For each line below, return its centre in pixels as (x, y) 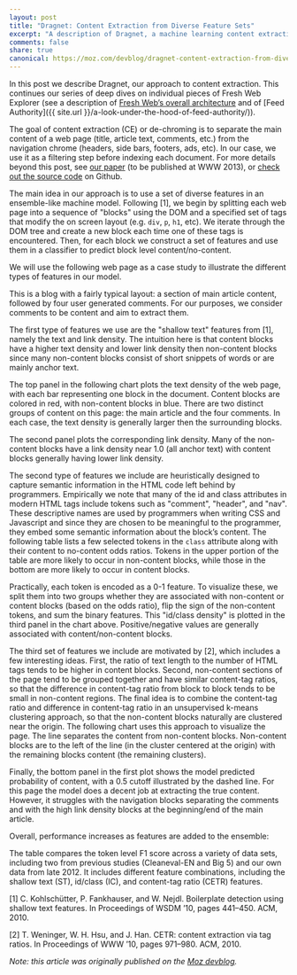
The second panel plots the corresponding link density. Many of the (133, 439)
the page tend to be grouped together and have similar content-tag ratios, (144, 679)
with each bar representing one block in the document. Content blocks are (145, 394)
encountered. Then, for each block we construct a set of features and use (144, 241)
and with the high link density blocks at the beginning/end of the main (136, 809)
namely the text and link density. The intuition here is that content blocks (141, 339)
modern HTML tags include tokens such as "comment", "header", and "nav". (148, 503)
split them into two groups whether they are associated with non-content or (147, 596)
